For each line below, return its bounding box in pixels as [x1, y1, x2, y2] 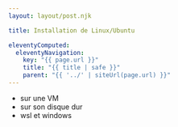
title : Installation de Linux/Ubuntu [8, 26, 135, 35]
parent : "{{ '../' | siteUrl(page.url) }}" [23, 71, 172, 79]
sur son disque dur [19, 102, 83, 112]
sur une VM [19, 93, 59, 103]
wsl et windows [19, 110, 72, 120]
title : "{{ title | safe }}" [23, 64, 121, 72]
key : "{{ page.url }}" [23, 56, 99, 65]
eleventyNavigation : [15, 49, 85, 57]
